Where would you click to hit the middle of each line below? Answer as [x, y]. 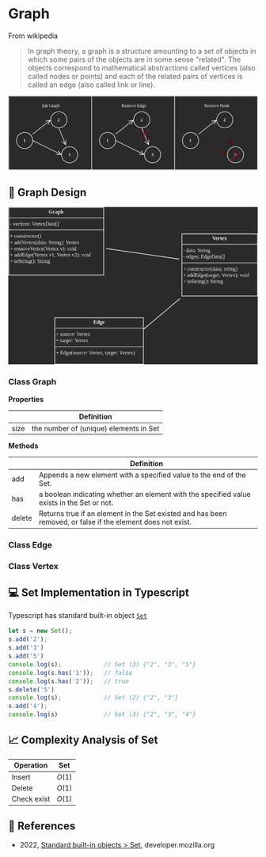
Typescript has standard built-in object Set [78, 616]
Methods [23, 446]
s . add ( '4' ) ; [28, 706]
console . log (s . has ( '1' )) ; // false [70, 673]
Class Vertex [33, 566]
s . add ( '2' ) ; [28, 639]
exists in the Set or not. [76, 502]
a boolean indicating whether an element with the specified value [144, 495]
